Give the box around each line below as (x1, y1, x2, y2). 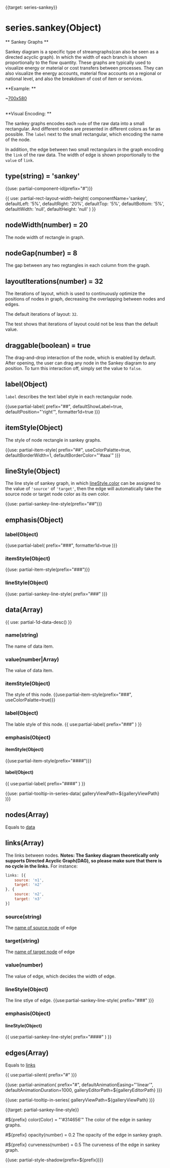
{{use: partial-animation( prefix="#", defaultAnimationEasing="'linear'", (5, 1081, 154, 1088)
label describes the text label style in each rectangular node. (5, 393, 133, 399)
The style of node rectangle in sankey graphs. (5, 437, 101, 443)
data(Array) (5, 606, 43, 614)
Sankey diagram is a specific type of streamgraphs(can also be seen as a (5, 48, 159, 55)
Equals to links (5, 1062, 36, 1068)
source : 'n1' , (14, 878, 44, 883)
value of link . (5, 157, 34, 163)
